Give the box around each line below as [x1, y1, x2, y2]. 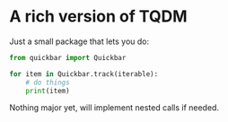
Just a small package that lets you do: [9, 36, 150, 47]
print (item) [25, 86, 70, 95]
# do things [25, 78, 70, 87]
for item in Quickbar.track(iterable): [9, 69, 159, 78]
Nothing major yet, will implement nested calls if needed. [9, 102, 220, 113]
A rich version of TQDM [9, 6, 188, 27]
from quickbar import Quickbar [9, 53, 127, 62]
